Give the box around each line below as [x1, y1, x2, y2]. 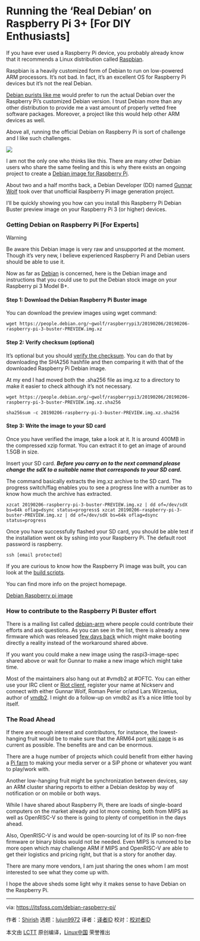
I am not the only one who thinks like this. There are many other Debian [6, 157, 181, 164]
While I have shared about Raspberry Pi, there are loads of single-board [6, 802, 183, 809]
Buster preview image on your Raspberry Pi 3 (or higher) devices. [6, 206, 167, 213]
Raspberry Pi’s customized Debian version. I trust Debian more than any [6, 97, 183, 105]
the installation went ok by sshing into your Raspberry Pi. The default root [6, 534, 186, 541]
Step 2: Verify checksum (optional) [6, 338, 95, 346]
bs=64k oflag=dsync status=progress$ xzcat [6, 507, 116, 513]
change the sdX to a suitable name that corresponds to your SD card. [6, 466, 182, 473]
